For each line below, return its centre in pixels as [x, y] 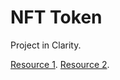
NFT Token [56, 17]
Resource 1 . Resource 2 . [60, 64]
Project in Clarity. [46, 45]
